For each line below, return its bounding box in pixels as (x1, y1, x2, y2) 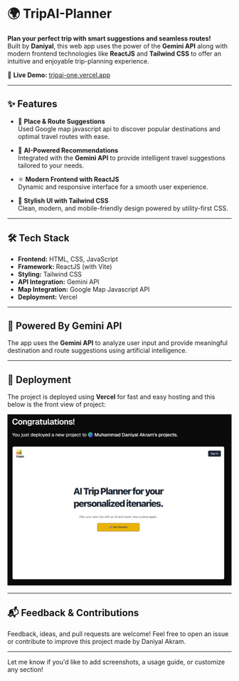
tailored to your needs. (17, 161, 85, 170)
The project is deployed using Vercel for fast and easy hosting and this (7, 393, 216, 401)
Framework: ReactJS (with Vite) (17, 262, 112, 271)
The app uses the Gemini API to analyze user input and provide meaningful (7, 339, 228, 347)
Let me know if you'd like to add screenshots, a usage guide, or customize (7, 657, 225, 666)
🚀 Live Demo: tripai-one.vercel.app (7, 71, 111, 79)
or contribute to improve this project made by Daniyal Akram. (7, 637, 186, 645)
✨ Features (7, 98, 58, 111)
